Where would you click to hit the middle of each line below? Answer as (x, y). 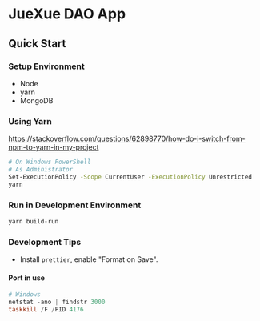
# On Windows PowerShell (50, 162)
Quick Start (37, 44)
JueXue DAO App (67, 14)
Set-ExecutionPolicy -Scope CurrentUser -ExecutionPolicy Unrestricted (130, 177)
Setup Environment (47, 66)
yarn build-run (34, 221)
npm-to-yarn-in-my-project (54, 147)
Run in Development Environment (75, 205)
